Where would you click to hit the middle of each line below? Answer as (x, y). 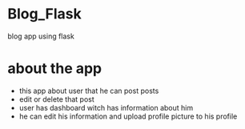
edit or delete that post (57, 99)
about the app (55, 69)
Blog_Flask (44, 14)
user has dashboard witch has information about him (106, 107)
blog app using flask (41, 36)
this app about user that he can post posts (89, 91)
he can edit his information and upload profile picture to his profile (128, 116)
